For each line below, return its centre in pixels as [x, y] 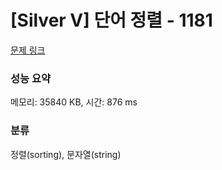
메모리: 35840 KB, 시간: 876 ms [74, 102]
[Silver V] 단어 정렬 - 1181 [111, 20]
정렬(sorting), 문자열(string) [66, 154]
